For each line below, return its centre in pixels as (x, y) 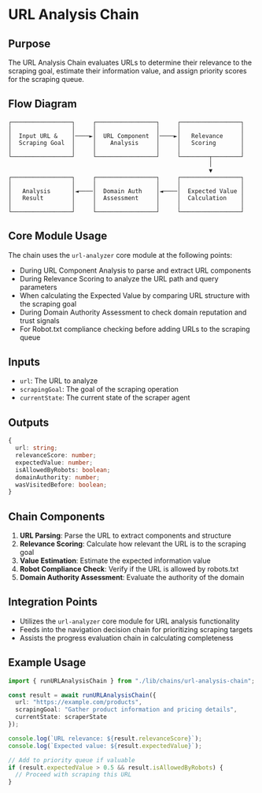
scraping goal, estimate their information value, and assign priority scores (127, 71)
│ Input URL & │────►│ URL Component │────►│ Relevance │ (126, 136)
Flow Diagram (42, 104)
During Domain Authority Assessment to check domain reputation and (133, 312)
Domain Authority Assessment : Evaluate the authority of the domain (132, 578)
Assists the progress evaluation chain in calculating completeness (126, 638)
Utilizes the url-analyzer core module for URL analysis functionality (129, 621)
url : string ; (37, 448)
